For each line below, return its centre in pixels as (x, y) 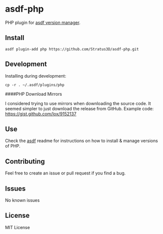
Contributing (25, 161)
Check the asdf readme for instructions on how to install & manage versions (81, 141)
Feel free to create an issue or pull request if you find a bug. (65, 173)
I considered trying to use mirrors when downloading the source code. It (78, 103)
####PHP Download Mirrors (34, 94)
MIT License (18, 227)
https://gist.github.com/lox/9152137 (41, 114)
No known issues (23, 200)
